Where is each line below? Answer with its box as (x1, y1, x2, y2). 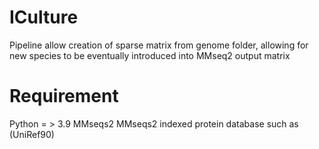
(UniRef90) (9, 128, 55, 140)
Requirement (9, 85, 119, 108)
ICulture (9, 6, 79, 29)
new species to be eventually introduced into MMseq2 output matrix (9, 49, 291, 61)
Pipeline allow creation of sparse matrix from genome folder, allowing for (9, 39, 309, 51)
